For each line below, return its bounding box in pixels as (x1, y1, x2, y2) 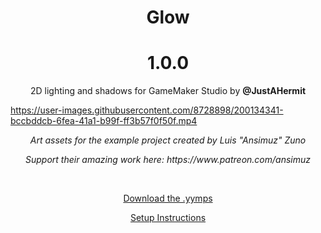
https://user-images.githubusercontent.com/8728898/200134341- (10, 104, 284, 116)
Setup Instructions (129, 212, 207, 224)
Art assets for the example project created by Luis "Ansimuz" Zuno (29, 134, 307, 146)
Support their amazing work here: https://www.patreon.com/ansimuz (24, 154, 312, 166)
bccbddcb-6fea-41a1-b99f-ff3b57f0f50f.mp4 (10, 115, 198, 127)
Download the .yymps (123, 192, 213, 205)
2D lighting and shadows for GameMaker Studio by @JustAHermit (29, 85, 307, 97)
